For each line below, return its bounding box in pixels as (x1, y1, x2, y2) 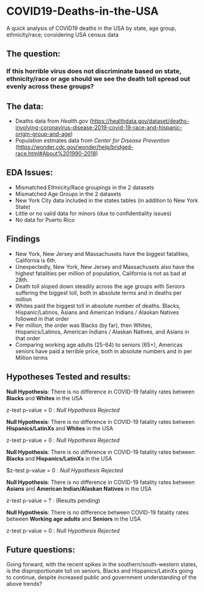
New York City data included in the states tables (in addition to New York (15, 197, 199, 204)
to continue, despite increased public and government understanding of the (6, 574, 197, 581)
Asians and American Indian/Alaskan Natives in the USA (6, 484, 152, 492)
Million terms (15, 354, 48, 361)
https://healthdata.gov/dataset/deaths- (91, 117, 189, 125)
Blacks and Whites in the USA (6, 394, 83, 401)
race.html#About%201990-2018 (15, 150, 97, 157)
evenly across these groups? (6, 82, 95, 91)
